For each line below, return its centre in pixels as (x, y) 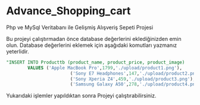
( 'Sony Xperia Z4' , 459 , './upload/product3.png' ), (133, 79)
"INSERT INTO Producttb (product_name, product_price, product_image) (96, 62)
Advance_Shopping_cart (68, 11)
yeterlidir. (18, 51)
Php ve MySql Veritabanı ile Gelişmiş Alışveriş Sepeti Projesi (80, 27)
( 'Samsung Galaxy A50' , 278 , (105, 84)
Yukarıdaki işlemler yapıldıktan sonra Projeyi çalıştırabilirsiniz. (81, 96)
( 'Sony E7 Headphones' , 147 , (105, 73)
